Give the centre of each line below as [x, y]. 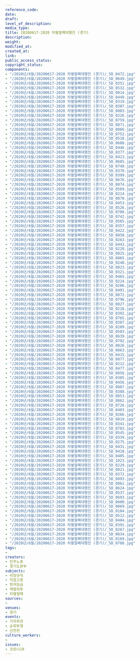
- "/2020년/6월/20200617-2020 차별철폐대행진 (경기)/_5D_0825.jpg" [70, 254]
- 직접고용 [14, 580]
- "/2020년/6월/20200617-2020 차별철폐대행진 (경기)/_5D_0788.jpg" [70, 543]
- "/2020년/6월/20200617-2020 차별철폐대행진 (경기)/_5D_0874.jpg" [70, 185]
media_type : [17, 28]
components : [17, 70]
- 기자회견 [14, 621]
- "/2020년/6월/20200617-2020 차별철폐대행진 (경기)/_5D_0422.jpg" [70, 231]
